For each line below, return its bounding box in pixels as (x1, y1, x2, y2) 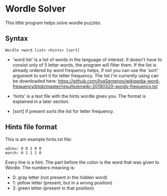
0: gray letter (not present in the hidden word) (12, 174, 108, 180)
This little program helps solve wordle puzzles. (5, 20, 102, 26)
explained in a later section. (12, 98, 70, 104)
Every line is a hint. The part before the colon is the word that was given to (5, 159, 159, 165)
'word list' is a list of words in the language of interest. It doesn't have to (12, 56, 162, 62)
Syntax (5, 34, 28, 43)
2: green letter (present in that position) (12, 185, 94, 191)
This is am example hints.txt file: (5, 136, 72, 142)
